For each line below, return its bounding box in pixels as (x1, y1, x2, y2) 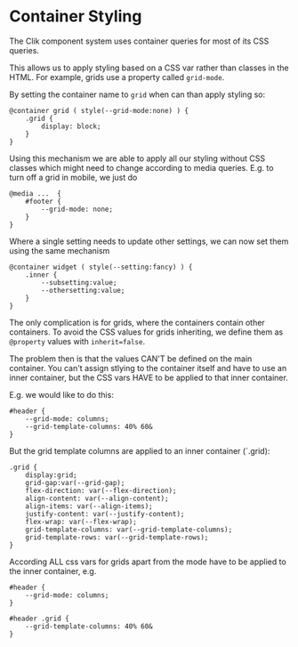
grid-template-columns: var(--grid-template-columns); (25, 525, 233, 534)
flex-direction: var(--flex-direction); (25, 486, 177, 495)
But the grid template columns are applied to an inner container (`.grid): (9, 445, 270, 456)
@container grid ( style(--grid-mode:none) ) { (9, 106, 189, 115)
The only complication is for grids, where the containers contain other (9, 317, 265, 328)
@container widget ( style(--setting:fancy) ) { (9, 263, 193, 271)
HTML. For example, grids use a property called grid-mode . (9, 71, 225, 82)
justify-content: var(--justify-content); (25, 509, 185, 518)
